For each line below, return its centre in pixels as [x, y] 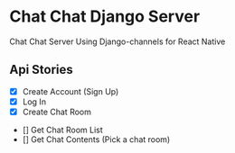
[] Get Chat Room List [63, 130]
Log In [34, 102]
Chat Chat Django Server [105, 17]
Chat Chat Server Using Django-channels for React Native [117, 41]
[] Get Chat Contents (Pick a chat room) [96, 139]
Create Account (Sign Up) [70, 91]
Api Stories [42, 70]
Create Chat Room [57, 112]
